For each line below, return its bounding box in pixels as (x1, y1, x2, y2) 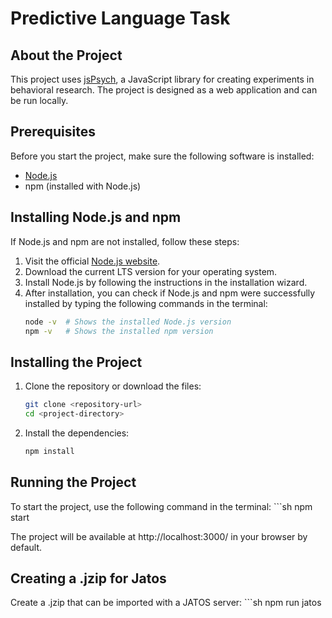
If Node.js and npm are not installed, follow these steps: (10, 235, 240, 247)
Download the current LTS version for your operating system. (24, 265, 278, 277)
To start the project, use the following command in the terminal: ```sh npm (10, 500, 313, 512)
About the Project (10, 47, 123, 64)
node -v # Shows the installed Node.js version (24, 317, 232, 327)
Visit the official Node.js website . (24, 255, 161, 267)
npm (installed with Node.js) (24, 180, 142, 192)
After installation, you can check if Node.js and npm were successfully (24, 287, 316, 299)
